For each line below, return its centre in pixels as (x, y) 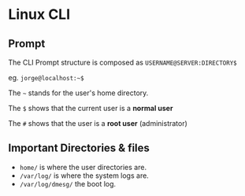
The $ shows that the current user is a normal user (91, 108)
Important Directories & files (79, 148)
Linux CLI (39, 15)
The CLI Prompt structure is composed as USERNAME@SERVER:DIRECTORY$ (123, 62)
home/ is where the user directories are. (83, 167)
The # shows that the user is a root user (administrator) (98, 123)
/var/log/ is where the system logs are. (84, 176)
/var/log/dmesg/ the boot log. (68, 183)
